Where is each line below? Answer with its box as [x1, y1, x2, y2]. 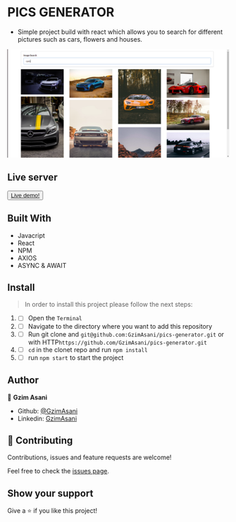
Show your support [7, 487, 94, 499]
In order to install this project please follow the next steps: [24, 301, 193, 309]
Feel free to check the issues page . [7, 467, 109, 475]
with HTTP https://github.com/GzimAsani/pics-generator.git [27, 338, 208, 346]
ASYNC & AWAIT [17, 261, 67, 269]
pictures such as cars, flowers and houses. [17, 35, 143, 43]
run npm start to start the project [27, 353, 124, 362]
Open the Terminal [27, 314, 82, 322]
